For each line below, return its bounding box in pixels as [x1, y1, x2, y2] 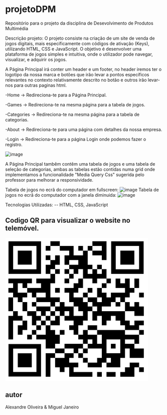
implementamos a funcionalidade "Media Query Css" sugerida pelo [5, 172, 144, 178]
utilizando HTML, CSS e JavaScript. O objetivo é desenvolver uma [5, 46, 142, 52]
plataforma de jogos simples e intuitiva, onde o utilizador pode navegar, [5, 51, 153, 57]
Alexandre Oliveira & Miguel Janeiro [5, 404, 79, 410]
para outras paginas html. [14, 82, 67, 88]
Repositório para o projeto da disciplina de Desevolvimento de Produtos [5, 20, 154, 26]
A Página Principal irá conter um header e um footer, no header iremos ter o [5, 66, 162, 72]
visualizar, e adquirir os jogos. [5, 56, 67, 62]
